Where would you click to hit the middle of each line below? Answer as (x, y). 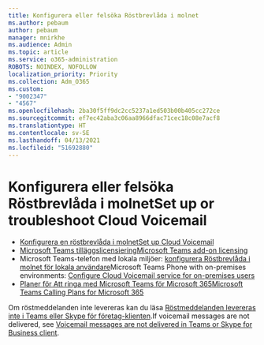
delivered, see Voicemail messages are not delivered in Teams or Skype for (130, 324)
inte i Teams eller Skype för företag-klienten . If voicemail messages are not (129, 316)
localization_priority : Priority (63, 74)
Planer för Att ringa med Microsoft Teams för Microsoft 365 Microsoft (131, 284)
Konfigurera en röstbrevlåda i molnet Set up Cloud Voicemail (117, 242)
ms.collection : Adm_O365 (49, 81)
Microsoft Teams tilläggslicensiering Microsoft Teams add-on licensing (134, 250)
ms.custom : (26, 89)
